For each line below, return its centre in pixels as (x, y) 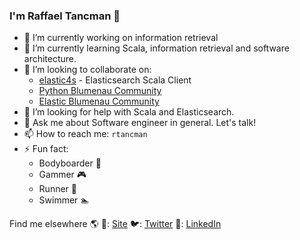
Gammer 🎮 (62, 175)
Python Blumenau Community (100, 91)
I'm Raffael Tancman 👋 (65, 16)
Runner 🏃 (57, 189)
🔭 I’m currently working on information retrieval (121, 38)
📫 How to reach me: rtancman (85, 134)
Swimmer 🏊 (64, 200)
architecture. (50, 59)
